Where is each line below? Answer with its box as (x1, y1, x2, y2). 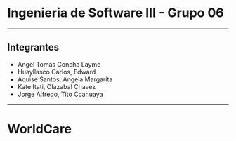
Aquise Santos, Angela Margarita (17, 75, 113, 83)
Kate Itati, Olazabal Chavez (17, 82, 96, 90)
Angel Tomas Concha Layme (17, 60, 101, 68)
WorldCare (7, 121, 72, 137)
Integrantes (7, 41, 60, 53)
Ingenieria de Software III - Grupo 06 (7, 5, 225, 21)
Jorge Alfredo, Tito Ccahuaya (17, 90, 103, 98)
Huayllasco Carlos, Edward (17, 67, 96, 76)
